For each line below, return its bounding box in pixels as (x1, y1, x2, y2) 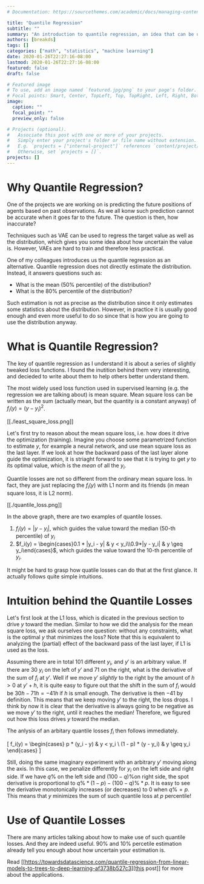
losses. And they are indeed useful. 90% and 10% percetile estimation (7, 840, 182, 847)
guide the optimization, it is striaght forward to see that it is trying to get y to (7, 455, 196, 463)
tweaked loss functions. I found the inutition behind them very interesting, (7, 366, 191, 373)
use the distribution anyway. (7, 318, 77, 326)
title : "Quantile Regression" (7, 19, 84, 26)
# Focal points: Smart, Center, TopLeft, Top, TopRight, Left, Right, (7, 93, 189, 99)
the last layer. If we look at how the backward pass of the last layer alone (7, 449, 188, 457)
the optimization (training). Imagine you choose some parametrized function (7, 436, 197, 443)
